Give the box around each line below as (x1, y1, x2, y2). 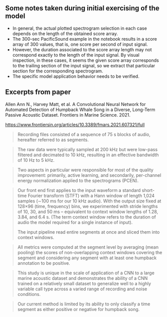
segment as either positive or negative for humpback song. (17, 306, 140, 312)
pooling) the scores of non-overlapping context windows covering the (17, 249, 162, 255)
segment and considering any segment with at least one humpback (17, 255, 157, 261)
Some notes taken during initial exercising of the (5, 4, 159, 13)
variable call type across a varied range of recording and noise (17, 286, 147, 292)
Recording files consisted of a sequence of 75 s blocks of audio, (17, 131, 150, 137)
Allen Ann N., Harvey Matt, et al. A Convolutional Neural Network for (5, 101, 146, 107)
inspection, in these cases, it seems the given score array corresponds (12, 57, 159, 63)
